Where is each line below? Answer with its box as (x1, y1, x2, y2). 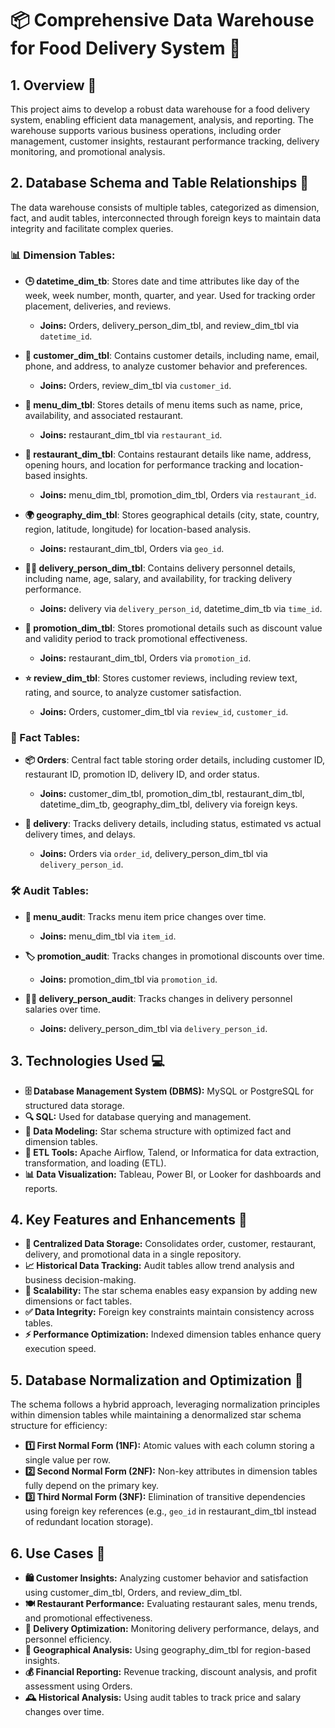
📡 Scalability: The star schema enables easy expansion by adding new (24, 1285, 318, 1297)
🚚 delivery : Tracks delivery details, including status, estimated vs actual (24, 818, 322, 830)
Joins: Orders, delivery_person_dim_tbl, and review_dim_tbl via (39, 320, 300, 332)
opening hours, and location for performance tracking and (24, 459, 265, 471)
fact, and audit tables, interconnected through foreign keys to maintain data (10, 212, 322, 224)
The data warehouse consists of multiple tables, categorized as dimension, (10, 201, 320, 213)
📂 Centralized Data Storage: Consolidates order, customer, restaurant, (24, 1238, 317, 1250)
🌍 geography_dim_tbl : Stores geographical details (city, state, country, (24, 509, 320, 521)
